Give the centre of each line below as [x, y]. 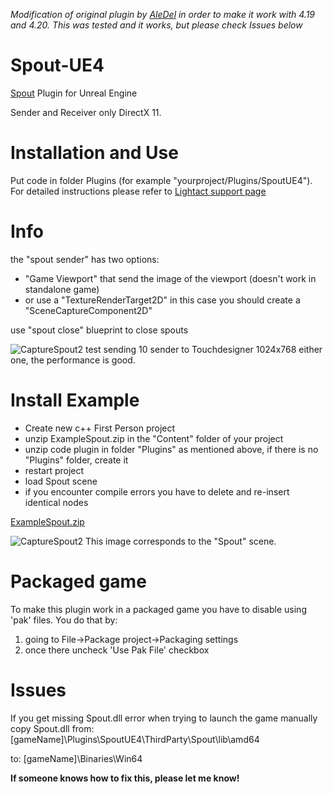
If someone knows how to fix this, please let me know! [125, 778]
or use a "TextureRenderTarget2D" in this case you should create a [162, 300]
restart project [54, 470]
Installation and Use [94, 153]
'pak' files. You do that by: [64, 620]
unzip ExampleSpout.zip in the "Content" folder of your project [154, 438]
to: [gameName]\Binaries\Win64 [76, 758]
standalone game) [62, 289]
